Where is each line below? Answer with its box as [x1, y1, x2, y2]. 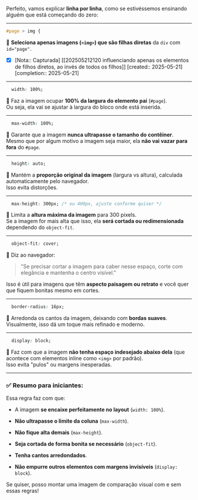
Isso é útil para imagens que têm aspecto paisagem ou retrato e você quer [6, 280, 189, 288]
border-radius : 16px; [11, 304, 65, 310]
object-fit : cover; [11, 241, 60, 247]
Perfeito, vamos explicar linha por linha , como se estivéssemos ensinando [6, 5, 187, 12]
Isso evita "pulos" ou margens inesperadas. [6, 361, 112, 368]
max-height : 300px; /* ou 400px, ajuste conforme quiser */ [11, 201, 162, 207]
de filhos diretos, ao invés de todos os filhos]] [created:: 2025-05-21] [14, 63, 183, 70]
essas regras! [6, 487, 39, 495]
